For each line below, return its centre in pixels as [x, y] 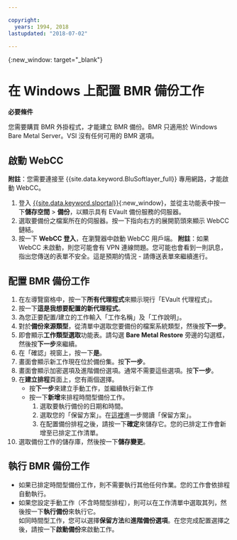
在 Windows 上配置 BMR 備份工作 [106, 91]
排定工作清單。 [80, 433]
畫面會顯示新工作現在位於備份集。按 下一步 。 [84, 361]
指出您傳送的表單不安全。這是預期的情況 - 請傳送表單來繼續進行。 [115, 256]
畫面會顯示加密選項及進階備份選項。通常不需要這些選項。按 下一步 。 [118, 370]
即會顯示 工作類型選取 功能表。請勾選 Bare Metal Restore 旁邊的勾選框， [123, 334]
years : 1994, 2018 [42, 27]
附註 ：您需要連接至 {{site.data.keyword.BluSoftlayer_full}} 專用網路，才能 [115, 179]
